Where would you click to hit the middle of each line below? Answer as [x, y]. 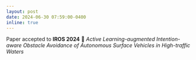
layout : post [22, 11]
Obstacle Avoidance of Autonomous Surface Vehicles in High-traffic [107, 45]
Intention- [168, 39]
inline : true [22, 22]
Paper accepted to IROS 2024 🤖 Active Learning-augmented [81, 39]
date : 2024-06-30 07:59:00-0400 [46, 17]
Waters [15, 52]
